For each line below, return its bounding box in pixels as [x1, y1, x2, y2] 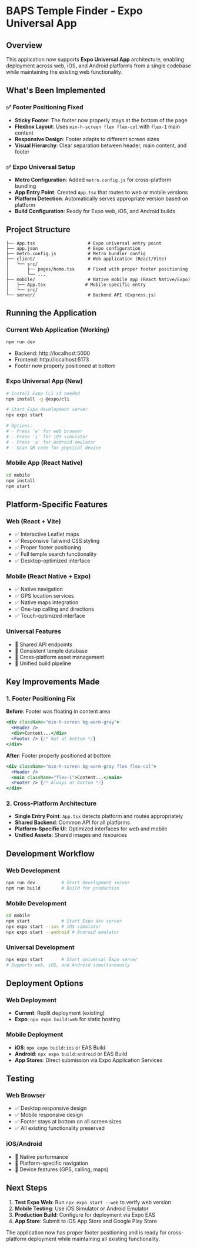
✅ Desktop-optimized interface [14, 557, 91, 565]
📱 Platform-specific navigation [14, 1159, 89, 1166]
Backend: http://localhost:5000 [14, 350, 90, 357]
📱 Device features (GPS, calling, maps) [14, 1165, 109, 1173]
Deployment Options [6, 979, 84, 989]
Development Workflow [6, 849, 95, 859]
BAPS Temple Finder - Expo [6, 4, 143, 18]
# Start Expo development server [6, 406, 88, 413]
